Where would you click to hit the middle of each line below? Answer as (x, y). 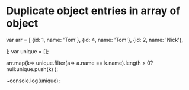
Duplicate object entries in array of (93, 11)
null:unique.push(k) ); (32, 69)
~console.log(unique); (33, 81)
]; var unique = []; (28, 51)
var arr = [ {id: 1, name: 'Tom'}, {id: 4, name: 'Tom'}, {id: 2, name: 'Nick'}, (95, 40)
